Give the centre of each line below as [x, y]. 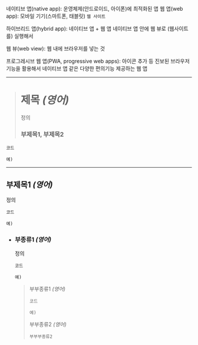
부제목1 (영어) [29, 185]
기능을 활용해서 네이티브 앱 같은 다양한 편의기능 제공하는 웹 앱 [77, 69]
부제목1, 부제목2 [42, 134]
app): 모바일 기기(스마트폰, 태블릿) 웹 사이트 [56, 16]
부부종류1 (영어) [47, 289]
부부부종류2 [41, 337]
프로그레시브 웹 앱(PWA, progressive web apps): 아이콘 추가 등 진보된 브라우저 [98, 61]
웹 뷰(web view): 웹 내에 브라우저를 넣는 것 [55, 48]
